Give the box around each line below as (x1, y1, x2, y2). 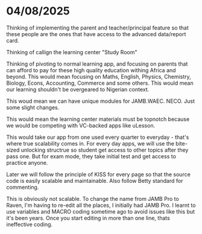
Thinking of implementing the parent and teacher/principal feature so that (6, 24, 189, 31)
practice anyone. (6, 159, 48, 166)
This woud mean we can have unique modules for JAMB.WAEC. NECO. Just (6, 97, 195, 105)
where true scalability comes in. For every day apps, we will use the (6, 140, 175, 147)
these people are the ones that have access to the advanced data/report (6, 30, 186, 37)
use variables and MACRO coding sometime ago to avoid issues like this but (6, 208, 195, 215)
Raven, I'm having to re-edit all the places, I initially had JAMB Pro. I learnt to (6, 202, 196, 209)
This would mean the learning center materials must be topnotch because (6, 115, 190, 123)
